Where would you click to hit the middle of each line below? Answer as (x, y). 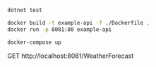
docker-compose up (34, 42)
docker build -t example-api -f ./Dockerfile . (79, 23)
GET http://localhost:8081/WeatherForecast (71, 56)
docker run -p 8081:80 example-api (60, 29)
